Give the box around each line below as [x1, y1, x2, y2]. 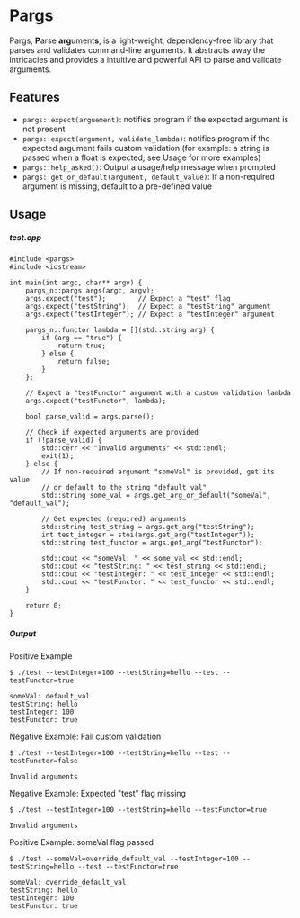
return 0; [25, 601, 63, 610]
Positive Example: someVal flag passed [9, 837, 154, 848]
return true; [57, 341, 106, 351]
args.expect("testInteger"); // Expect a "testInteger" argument [25, 310, 276, 319]
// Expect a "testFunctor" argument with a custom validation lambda [25, 389, 292, 398]
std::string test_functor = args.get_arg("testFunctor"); [41, 538, 263, 547]
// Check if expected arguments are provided [25, 428, 199, 437]
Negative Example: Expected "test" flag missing [9, 788, 187, 799]
